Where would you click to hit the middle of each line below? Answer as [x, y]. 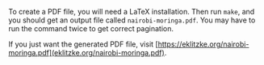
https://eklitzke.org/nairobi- [203, 44]
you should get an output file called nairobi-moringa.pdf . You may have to [132, 20]
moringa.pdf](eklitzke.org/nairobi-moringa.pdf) [87, 53]
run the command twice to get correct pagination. [91, 28]
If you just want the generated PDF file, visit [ [84, 44]
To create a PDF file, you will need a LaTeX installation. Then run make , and [132, 12]
